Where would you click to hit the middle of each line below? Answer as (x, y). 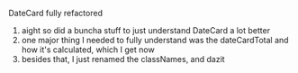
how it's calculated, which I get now (88, 50)
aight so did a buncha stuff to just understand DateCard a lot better (146, 30)
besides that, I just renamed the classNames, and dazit (123, 59)
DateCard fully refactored (55, 13)
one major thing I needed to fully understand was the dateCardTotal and (155, 40)
